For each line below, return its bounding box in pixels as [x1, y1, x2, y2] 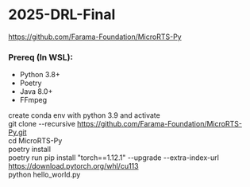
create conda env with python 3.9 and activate [8, 111, 160, 120]
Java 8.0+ [19, 87, 53, 96]
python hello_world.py [8, 169, 81, 180]
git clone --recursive [8, 119, 75, 129]
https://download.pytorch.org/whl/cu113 [8, 162, 139, 171]
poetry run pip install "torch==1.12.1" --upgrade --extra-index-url [8, 153, 220, 162]
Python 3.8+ [19, 70, 61, 80]
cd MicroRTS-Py [8, 136, 63, 146]
